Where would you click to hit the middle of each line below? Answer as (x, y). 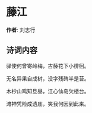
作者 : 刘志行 (21, 30)
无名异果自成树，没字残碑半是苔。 (48, 79)
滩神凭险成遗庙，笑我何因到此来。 (48, 103)
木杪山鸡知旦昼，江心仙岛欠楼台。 (48, 91)
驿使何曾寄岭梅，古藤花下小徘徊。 (48, 65)
